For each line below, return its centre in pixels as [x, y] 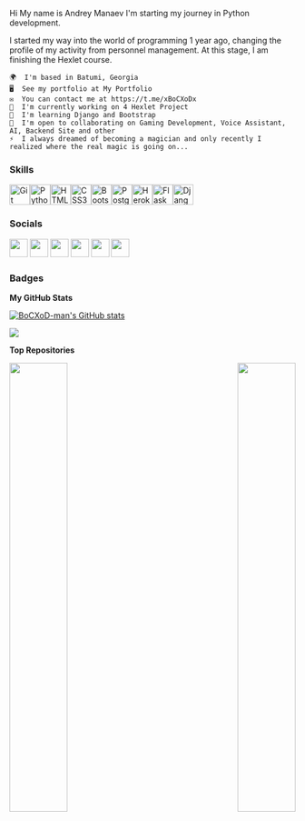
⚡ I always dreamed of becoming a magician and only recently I [135, 139]
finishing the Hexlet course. [61, 60]
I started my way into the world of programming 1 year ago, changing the [145, 40]
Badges [26, 278]
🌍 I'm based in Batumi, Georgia [74, 77]
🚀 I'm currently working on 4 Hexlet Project [99, 107]
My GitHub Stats [41, 297]
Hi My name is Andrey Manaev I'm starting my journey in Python [129, 13]
